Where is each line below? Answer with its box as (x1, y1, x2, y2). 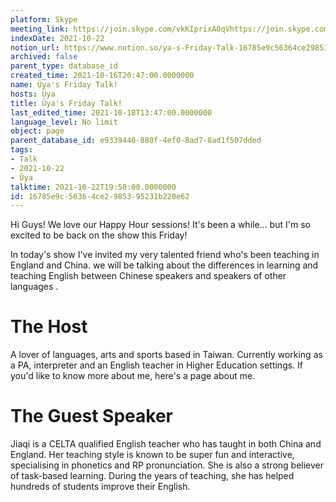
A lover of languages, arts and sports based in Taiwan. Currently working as (10, 349, 323, 361)
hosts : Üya (10, 89, 56, 99)
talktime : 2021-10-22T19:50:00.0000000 (10, 182, 177, 192)
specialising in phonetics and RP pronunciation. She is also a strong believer (10, 459, 324, 471)
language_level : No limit (10, 117, 118, 127)
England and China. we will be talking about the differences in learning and (10, 259, 319, 271)
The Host (10, 316, 88, 338)
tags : (10, 145, 33, 155)
